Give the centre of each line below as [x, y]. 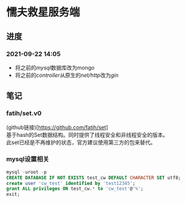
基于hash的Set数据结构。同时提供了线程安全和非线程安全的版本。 [87, 135]
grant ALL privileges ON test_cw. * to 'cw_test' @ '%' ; [75, 189]
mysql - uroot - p [26, 172]
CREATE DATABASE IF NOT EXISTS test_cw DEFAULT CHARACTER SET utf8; [94, 178]
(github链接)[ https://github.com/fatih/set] [57, 127]
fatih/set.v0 [24, 114]
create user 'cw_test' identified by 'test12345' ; [71, 183]
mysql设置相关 [28, 159]
